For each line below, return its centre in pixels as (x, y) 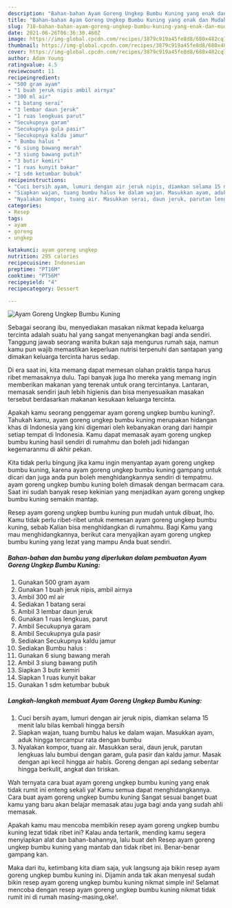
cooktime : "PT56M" (34, 276)
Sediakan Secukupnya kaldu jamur (67, 641)
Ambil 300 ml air (41, 597)
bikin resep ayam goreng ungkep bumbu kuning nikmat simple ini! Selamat (113, 883)
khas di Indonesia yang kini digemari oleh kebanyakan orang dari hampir (110, 427)
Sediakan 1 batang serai (52, 604)
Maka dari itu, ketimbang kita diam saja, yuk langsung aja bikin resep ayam (114, 868)
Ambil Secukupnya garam (54, 626)
